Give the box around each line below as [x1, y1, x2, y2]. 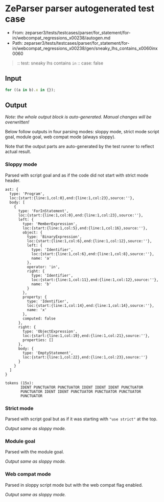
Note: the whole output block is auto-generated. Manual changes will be [5, 114, 152, 120]
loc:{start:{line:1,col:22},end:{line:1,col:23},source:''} [23, 354, 148, 359]
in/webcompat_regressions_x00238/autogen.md [12, 35, 111, 41]
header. [5, 177, 21, 183]
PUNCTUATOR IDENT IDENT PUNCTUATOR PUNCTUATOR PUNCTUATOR [20, 389, 141, 394]
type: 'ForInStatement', [18, 208, 69, 213]
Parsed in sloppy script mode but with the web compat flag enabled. [5, 482, 143, 488]
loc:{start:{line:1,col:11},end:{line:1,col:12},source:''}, [31, 277, 159, 282]
